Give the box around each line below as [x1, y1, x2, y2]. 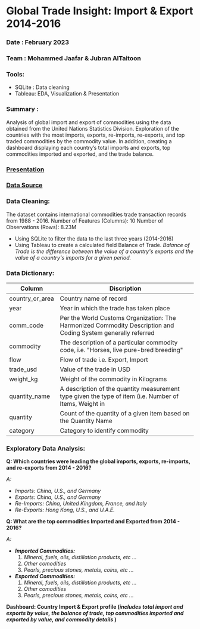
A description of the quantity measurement [60, 385, 180, 393]
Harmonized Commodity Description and [60, 321, 174, 329]
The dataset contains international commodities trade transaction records [6, 211, 186, 218]
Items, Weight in [60, 400, 105, 408]
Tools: [6, 70, 25, 78]
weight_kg [9, 375, 38, 383]
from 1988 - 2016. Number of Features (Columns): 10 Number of [6, 217, 164, 224]
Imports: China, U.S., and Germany [14, 488, 101, 495]
